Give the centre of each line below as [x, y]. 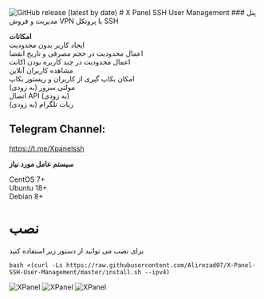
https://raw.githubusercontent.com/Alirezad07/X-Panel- [161, 265]
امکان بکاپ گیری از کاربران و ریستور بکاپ [72, 79]
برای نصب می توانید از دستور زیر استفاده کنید [77, 250]
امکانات [20, 36]
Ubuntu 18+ [28, 187]
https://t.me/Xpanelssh [47, 148]
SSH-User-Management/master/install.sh [75, 272]
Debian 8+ [26, 196]
